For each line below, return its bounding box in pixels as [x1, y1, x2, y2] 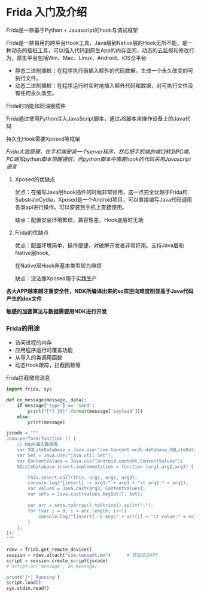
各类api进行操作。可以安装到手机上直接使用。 [14, 203, 127, 211]
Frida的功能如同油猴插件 [6, 102, 66, 109]
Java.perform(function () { [6, 436, 77, 442]
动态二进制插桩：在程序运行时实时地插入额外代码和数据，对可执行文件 [14, 82, 188, 89]
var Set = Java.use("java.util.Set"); [17, 452, 114, 458]
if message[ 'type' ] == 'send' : [17, 403, 95, 409]
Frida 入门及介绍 [6, 5, 87, 19]
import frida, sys [6, 386, 52, 392]
